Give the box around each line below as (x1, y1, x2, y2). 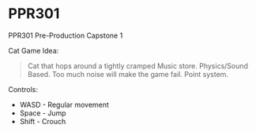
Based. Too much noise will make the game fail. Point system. (27, 69, 229, 79)
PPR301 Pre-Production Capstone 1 (8, 31, 123, 40)
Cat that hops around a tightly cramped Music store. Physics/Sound (27, 60, 249, 71)
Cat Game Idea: (8, 46, 59, 55)
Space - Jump (19, 108, 66, 118)
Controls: (8, 84, 38, 94)
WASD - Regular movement (19, 100, 109, 109)
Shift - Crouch (19, 116, 66, 126)
